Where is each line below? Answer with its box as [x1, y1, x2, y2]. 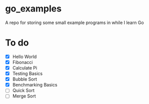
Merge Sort [12, 93, 36, 99]
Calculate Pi [12, 65, 37, 70]
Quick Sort [12, 87, 35, 93]
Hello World [12, 53, 37, 59]
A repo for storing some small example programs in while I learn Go [5, 19, 144, 25]
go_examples [5, 3, 61, 14]
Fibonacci [12, 59, 33, 65]
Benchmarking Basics [12, 82, 57, 88]
